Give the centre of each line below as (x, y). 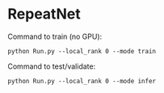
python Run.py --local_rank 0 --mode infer (82, 81)
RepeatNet (44, 14)
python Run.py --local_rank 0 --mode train (82, 51)
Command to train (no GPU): (55, 36)
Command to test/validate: (52, 66)
